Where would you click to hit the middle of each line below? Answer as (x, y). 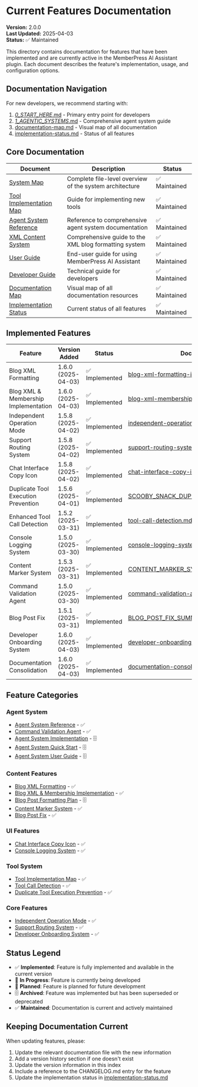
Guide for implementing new (106, 199)
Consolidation (28, 670)
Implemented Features (49, 333)
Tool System (24, 866)
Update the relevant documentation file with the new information (93, 1052)
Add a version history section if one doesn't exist (74, 1059)
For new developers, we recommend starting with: (67, 103)
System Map (27, 182)
